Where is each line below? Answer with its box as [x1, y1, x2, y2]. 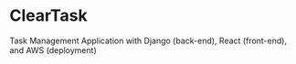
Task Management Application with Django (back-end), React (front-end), [9, 35, 288, 46]
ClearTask [9, 5, 89, 26]
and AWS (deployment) [9, 44, 98, 55]
